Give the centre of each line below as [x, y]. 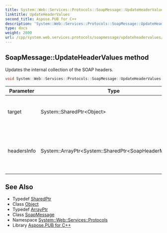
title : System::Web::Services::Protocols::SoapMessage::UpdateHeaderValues [85, 10]
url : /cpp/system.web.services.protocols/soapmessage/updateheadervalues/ [84, 38]
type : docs [16, 28]
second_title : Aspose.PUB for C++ [41, 19]
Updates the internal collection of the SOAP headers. [59, 70]
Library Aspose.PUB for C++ [42, 225]
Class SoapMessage [33, 215]
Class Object [25, 204]
